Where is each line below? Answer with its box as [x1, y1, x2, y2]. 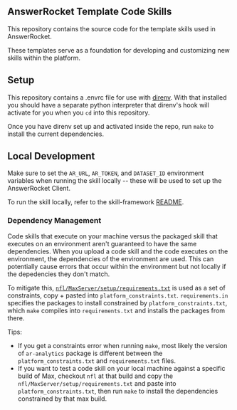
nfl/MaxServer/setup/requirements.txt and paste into [17, 379, 177, 387]
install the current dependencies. [7, 130, 105, 138]
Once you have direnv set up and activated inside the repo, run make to [7, 122, 214, 130]
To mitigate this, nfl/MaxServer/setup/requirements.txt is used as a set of [7, 283, 226, 292]
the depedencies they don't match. [7, 270, 110, 278]
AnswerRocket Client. [7, 184, 71, 193]
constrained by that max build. [17, 394, 107, 403]
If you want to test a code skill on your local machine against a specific [17, 364, 226, 372]
